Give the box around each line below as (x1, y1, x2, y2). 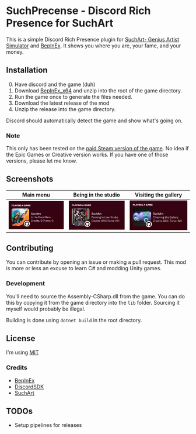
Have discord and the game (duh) (14, 81, 96, 88)
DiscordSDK (14, 383, 44, 390)
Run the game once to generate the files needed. (14, 93, 132, 100)
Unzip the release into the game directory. (14, 105, 116, 112)
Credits (6, 364, 27, 372)
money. (6, 48, 24, 55)
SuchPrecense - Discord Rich (6, 4, 151, 18)
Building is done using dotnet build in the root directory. (6, 316, 142, 323)
